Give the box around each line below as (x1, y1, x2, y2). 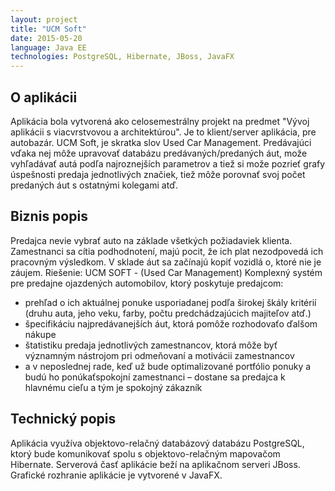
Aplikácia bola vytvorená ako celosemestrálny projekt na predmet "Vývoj (10, 115, 310, 127)
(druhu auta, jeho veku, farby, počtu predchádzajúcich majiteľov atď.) (24, 307, 312, 319)
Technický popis (10, 411, 117, 428)
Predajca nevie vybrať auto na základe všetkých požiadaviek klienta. (10, 234, 293, 246)
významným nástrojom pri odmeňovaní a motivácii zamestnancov (24, 349, 295, 361)
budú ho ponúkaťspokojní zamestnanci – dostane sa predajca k (24, 371, 286, 383)
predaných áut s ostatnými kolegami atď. (10, 179, 179, 191)
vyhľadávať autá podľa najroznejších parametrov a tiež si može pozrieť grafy (10, 157, 326, 170)
